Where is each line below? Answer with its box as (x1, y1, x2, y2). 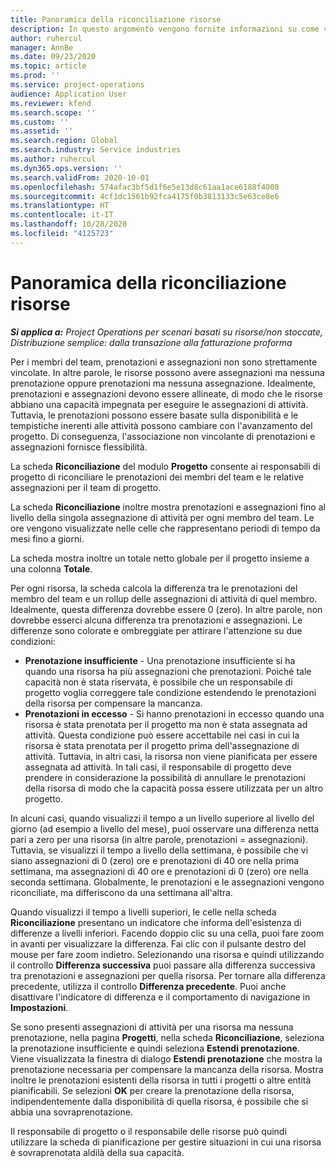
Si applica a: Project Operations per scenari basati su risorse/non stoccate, (10, 326, 323, 338)
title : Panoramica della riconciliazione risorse (10, 14, 222, 25)
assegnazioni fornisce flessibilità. (10, 441, 148, 453)
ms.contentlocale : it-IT (10, 210, 114, 220)
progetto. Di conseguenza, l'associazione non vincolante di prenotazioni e (10, 430, 316, 442)
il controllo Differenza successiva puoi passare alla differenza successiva (10, 959, 316, 971)
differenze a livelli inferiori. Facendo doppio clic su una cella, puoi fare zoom (10, 927, 325, 939)
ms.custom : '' (10, 117, 70, 127)
